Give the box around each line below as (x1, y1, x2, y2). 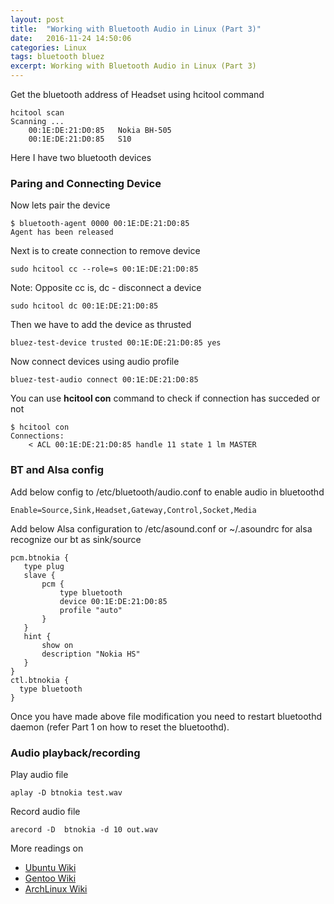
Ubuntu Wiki (24, 861, 77, 873)
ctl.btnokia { (10, 675, 70, 685)
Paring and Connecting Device (10, 176, 162, 190)
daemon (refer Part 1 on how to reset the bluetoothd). (10, 721, 230, 733)
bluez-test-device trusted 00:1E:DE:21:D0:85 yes (10, 338, 222, 348)
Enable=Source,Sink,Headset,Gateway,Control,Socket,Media (10, 505, 257, 515)
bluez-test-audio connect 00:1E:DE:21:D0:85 (10, 375, 199, 385)
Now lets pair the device (10, 199, 111, 211)
